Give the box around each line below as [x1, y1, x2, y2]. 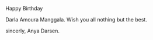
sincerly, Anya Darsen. [5, 27, 60, 34]
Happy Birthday [5, 5, 43, 12]
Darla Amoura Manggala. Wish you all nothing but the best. [5, 16, 147, 23]
